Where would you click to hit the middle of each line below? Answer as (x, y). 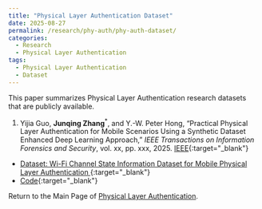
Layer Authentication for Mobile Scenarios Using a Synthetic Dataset (133, 132)
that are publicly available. (51, 106)
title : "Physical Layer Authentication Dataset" (91, 16)
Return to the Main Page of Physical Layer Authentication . (103, 196)
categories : (28, 38)
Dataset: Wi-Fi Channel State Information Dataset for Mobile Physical (133, 164)
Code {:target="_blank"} (59, 181)
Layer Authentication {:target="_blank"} (85, 172)
